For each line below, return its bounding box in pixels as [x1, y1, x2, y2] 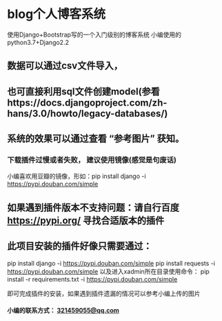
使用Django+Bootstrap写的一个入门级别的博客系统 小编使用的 [7, 30, 181, 39]
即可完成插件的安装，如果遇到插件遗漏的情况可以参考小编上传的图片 [7, 289, 201, 298]
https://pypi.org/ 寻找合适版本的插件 [7, 215, 165, 226]
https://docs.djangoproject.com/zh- [7, 97, 168, 108]
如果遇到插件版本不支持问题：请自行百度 [7, 202, 179, 213]
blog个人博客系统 [7, 6, 106, 22]
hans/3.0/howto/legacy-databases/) [7, 108, 168, 119]
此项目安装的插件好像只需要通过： [7, 240, 152, 252]
